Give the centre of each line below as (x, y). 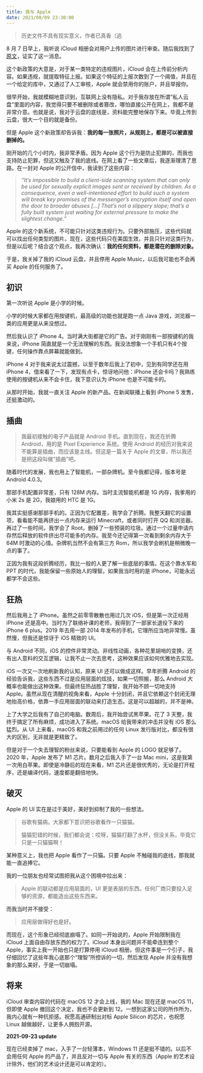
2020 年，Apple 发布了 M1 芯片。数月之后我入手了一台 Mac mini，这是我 (97, 757)
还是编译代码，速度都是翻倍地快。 (59, 772)
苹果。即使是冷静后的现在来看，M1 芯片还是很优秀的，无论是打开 (108, 765)
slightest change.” (44, 218)
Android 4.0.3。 (26, 480)
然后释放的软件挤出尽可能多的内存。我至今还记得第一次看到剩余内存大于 (101, 535)
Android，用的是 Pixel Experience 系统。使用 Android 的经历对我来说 (107, 444)
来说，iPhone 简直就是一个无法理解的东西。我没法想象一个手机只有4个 (94, 344)
